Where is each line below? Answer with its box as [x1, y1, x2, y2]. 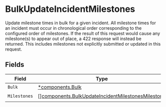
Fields [5, 60, 25, 69]
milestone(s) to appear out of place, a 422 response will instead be [5, 36, 142, 42]
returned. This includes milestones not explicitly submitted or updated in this [5, 41, 161, 47]
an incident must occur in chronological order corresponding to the [5, 25, 142, 31]
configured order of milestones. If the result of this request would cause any [5, 30, 161, 36]
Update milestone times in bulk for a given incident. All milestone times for [5, 20, 157, 26]
